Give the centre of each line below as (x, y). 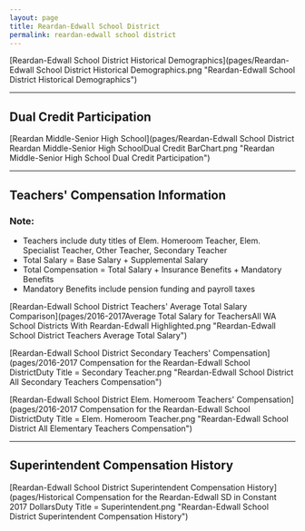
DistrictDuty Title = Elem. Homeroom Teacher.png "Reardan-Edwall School (149, 418)
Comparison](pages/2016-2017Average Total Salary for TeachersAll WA (143, 316)
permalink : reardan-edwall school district (93, 34)
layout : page (34, 18)
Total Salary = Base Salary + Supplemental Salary (115, 260)
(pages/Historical (42, 497)
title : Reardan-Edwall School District (85, 26)
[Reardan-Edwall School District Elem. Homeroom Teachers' (122, 399)
